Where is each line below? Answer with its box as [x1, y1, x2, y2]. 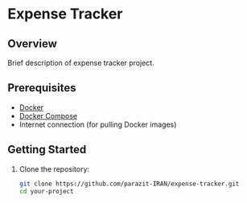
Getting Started [7, 143, 87, 156]
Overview [7, 37, 58, 51]
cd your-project [19, 187, 74, 195]
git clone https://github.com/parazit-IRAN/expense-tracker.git [19, 180, 240, 188]
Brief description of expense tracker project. [7, 58, 154, 67]
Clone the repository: [19, 164, 90, 173]
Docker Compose [19, 111, 78, 120]
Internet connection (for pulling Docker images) [19, 120, 177, 129]
